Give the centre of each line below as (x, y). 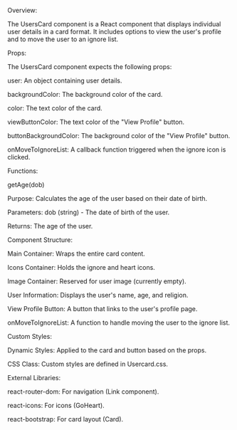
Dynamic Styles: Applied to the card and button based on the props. (107, 350)
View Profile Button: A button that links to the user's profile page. (102, 309)
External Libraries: (34, 378)
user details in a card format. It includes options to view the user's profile (115, 32)
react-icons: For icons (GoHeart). (56, 405)
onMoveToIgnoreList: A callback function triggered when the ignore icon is (117, 150)
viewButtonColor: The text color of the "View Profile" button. (96, 122)
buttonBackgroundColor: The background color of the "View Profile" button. (119, 136)
